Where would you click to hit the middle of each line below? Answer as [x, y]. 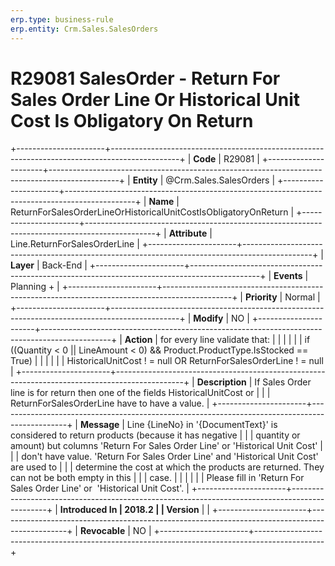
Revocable [102, 531]
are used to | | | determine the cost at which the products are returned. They [167, 467]
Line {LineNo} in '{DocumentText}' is [202, 425]
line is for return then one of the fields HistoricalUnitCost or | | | [140, 393]
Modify [208, 318]
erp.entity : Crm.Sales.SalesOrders [84, 29]
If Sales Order [283, 382]
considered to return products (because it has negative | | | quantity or [155, 435]
